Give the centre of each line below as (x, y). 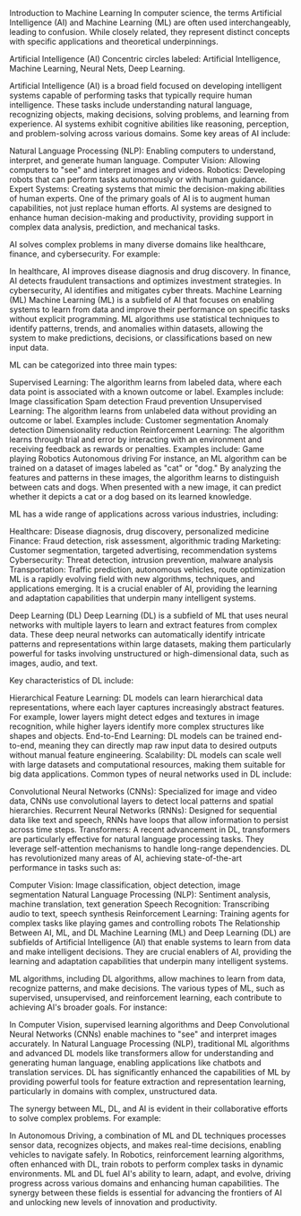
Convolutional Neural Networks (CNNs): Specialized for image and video (143, 791)
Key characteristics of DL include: (72, 680)
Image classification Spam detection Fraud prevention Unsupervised (136, 401)
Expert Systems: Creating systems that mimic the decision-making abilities (147, 189)
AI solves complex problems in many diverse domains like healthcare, (138, 244)
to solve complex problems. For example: (85, 1118)
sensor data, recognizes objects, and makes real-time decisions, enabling (146, 1145)
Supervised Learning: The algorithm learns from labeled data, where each (146, 382)
